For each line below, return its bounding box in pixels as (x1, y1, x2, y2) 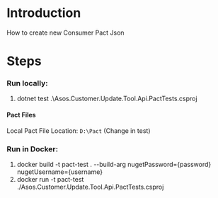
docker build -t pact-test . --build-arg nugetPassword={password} (16, 160, 212, 168)
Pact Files (6, 111, 36, 120)
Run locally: (6, 78, 49, 88)
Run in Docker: (6, 144, 58, 153)
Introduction (6, 5, 81, 21)
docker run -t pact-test (16, 175, 84, 183)
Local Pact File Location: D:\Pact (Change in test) (6, 126, 151, 135)
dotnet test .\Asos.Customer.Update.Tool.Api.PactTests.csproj (16, 94, 197, 103)
